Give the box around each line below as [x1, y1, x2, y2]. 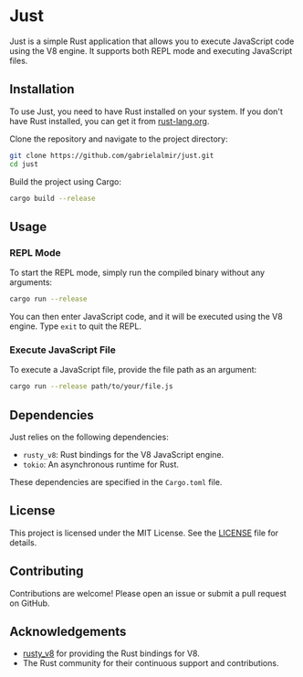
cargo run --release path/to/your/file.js [9, 382, 173, 391]
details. [9, 536, 37, 548]
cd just [9, 159, 39, 169]
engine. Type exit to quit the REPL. [9, 321, 141, 332]
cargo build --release [9, 194, 96, 203]
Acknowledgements [9, 623, 127, 640]
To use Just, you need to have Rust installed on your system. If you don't [9, 106, 283, 117]
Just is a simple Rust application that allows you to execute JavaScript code [9, 36, 295, 47]
